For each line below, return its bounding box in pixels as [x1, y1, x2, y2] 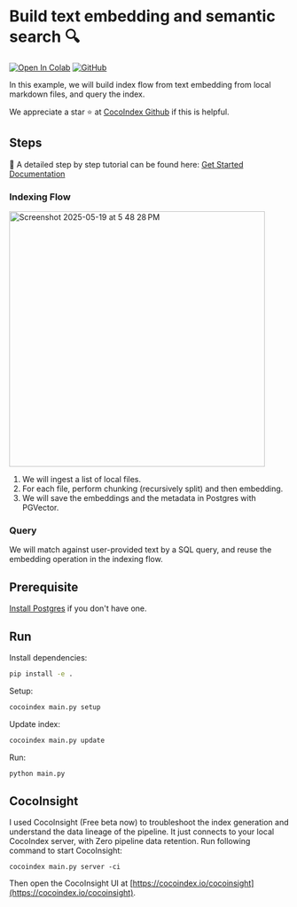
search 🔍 [9, 27, 81, 47]
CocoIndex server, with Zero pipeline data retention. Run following [9, 836, 251, 847]
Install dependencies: [9, 652, 88, 662]
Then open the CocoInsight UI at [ [9, 878, 133, 888]
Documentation [9, 168, 66, 179]
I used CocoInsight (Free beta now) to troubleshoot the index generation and [9, 817, 289, 828]
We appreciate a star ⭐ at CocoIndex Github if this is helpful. [9, 106, 230, 117]
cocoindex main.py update [9, 736, 105, 745]
